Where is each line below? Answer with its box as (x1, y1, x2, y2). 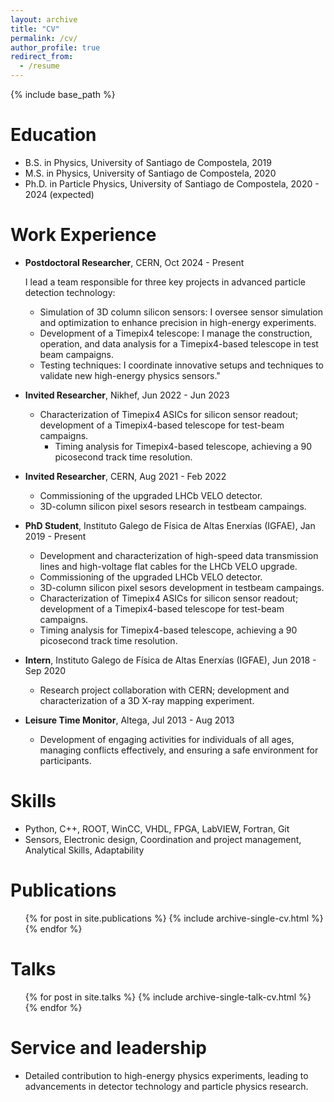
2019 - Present (24, 530, 87, 542)
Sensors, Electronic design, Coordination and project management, (24, 833, 302, 845)
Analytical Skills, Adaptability (24, 844, 145, 856)
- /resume (19, 61, 60, 71)
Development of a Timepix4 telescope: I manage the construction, (39, 327, 313, 339)
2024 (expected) (24, 188, 95, 200)
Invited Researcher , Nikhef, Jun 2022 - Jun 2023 (24, 389, 230, 401)
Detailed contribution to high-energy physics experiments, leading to (24, 1069, 309, 1081)
